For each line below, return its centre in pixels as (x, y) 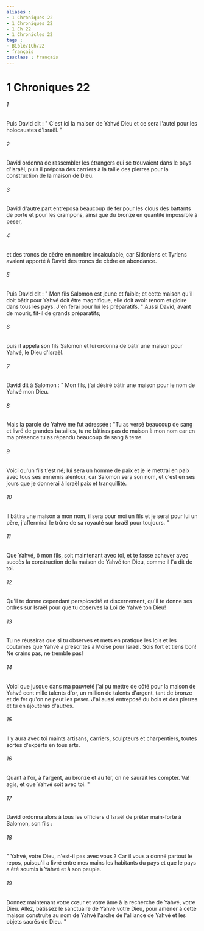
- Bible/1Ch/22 (26, 46)
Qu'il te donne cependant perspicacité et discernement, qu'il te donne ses (99, 601)
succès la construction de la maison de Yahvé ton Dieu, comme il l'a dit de (100, 562)
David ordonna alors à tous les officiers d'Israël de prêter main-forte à (94, 817)
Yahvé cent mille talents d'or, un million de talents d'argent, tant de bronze (99, 693)
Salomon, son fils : (30, 824)
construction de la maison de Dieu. (50, 176)
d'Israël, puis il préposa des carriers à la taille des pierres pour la (87, 169)
